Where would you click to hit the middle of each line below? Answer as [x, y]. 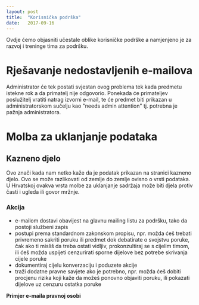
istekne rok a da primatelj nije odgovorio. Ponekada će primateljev [87, 93]
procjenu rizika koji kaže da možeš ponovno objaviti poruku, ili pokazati [102, 277]
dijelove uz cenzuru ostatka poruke [58, 284]
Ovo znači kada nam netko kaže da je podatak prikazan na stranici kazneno [99, 173]
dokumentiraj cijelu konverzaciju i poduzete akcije [76, 265]
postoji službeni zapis [41, 227]
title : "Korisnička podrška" [44, 17]
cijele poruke [31, 258]
